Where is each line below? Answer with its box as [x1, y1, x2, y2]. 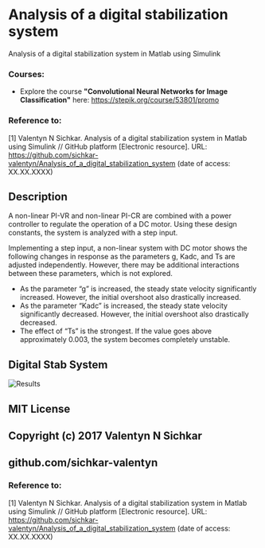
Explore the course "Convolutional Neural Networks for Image [19, 87, 228, 96]
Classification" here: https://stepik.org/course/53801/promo [19, 95, 220, 105]
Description [8, 189, 68, 204]
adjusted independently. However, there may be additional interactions [8, 260, 240, 270]
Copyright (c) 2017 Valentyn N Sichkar [8, 429, 203, 442]
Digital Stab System [8, 358, 108, 371]
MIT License [8, 402, 71, 415]
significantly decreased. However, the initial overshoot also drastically [19, 309, 249, 319]
